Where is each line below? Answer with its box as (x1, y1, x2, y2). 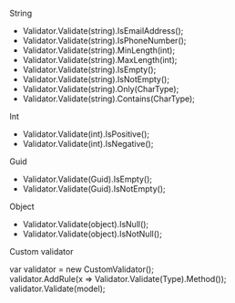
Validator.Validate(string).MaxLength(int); (22, 55, 178, 65)
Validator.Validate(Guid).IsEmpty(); (22, 173, 153, 184)
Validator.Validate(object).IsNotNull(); (22, 228, 162, 239)
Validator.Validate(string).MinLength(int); (22, 45, 176, 56)
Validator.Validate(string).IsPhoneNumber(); (22, 36, 187, 46)
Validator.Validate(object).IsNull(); (22, 219, 149, 229)
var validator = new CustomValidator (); (9, 264, 155, 275)
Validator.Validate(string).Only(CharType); (22, 84, 179, 94)
